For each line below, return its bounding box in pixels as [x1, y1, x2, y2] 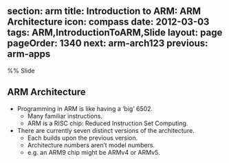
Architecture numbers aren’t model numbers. [27, 140, 155, 149]
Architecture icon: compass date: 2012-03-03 [7, 16, 210, 28]
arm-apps [7, 48, 51, 60]
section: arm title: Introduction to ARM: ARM [7, 5, 201, 17]
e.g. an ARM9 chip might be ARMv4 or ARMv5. [27, 148, 160, 156]
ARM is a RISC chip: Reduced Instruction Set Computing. [27, 119, 188, 127]
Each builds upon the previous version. [27, 134, 138, 142]
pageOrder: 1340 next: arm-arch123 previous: [7, 38, 208, 49]
